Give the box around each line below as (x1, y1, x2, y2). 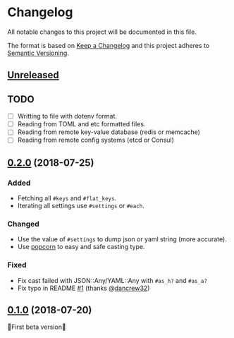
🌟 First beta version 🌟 (7, 322, 66, 332)
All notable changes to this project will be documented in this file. (7, 28, 197, 36)
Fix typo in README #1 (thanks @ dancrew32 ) (17, 284, 150, 292)
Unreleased (7, 69, 60, 81)
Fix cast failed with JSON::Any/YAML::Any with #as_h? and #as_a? (17, 276, 208, 284)
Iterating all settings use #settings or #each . (17, 202, 144, 210)
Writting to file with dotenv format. (17, 112, 118, 121)
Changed (7, 219, 40, 229)
